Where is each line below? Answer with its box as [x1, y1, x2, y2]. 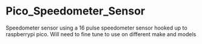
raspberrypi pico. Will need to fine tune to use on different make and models [5, 30, 197, 37]
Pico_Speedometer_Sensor [5, 4, 146, 18]
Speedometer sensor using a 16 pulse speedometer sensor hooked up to [5, 24, 187, 31]
